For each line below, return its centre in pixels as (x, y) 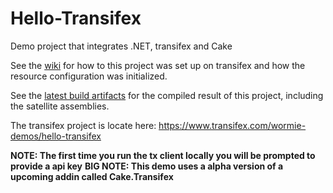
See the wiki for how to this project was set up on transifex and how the (158, 65)
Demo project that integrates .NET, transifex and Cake (121, 46)
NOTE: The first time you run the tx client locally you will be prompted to (163, 155)
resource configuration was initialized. (89, 76)
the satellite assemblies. (60, 106)
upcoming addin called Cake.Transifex (92, 176)
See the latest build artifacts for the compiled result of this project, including (167, 95)
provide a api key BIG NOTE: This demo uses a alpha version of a (147, 166)
